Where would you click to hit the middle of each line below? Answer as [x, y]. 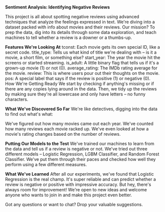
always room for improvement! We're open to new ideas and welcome [76, 190]
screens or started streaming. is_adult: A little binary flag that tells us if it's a [82, 63]
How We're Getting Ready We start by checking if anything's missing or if [80, 84]
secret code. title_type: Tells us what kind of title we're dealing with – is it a [81, 52]
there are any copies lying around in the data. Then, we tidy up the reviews [81, 89]
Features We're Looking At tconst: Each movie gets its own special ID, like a [82, 47]
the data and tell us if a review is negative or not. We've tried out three [76, 149]
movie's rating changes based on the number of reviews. [63, 134]
